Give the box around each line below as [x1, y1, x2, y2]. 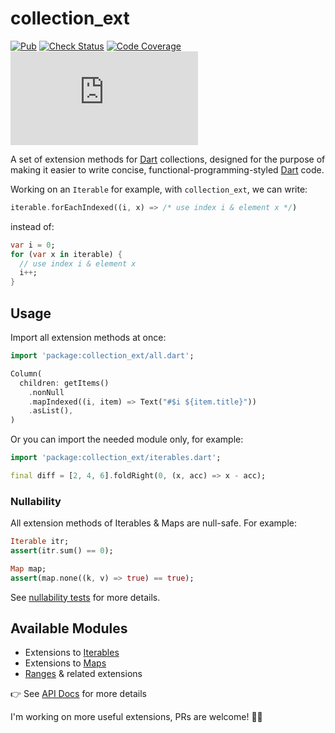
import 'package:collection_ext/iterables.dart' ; [10, 453, 222, 463]
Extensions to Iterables [24, 647, 120, 659]
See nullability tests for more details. [10, 591, 161, 603]
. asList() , [28, 406, 74, 416]
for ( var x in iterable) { [10, 249, 123, 259]
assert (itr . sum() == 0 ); [10, 546, 114, 556]
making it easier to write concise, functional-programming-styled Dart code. [10, 163, 325, 176]
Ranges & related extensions [24, 668, 143, 680]
